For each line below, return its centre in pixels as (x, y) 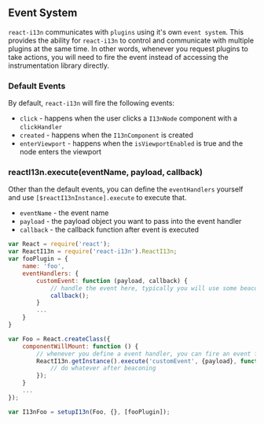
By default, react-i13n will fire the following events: (92, 103)
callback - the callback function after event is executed (109, 230)
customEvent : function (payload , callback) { (112, 281)
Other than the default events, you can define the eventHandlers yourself (126, 189)
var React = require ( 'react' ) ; (59, 244)
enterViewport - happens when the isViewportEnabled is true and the (131, 143)
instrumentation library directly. (59, 65)
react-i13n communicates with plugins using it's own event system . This (126, 32)
